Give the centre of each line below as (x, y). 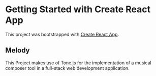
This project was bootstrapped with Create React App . (62, 34)
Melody (18, 50)
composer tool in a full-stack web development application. (67, 68)
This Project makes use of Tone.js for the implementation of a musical (78, 63)
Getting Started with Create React (78, 9)
